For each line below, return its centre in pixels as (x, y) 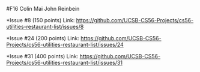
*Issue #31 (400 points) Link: (42, 56)
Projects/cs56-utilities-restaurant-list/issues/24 (65, 45)
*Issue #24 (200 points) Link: (43, 38)
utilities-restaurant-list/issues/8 (45, 27)
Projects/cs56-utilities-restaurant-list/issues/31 (65, 63)
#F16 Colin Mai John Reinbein (43, 9)
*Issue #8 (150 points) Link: (41, 20)
